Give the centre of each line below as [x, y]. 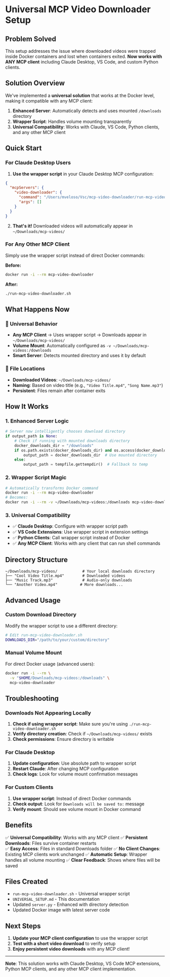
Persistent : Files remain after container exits [59, 390]
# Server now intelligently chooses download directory [65, 432]
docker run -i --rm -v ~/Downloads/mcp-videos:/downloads [68, 502]
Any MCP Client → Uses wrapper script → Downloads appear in [79, 335]
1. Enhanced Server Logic [37, 421]
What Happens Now [37, 309]
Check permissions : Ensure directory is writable [63, 739]
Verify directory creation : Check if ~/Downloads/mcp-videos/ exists [82, 734]
